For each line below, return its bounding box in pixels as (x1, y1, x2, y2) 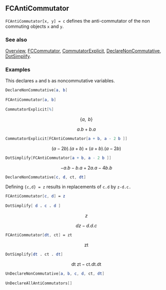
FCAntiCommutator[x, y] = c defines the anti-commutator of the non (5, 17, 150, 24)
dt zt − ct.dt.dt (71, 261, 102, 267)
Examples (5, 66, 31, 74)
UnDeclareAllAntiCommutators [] (5, 280, 72, 286)
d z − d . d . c (76, 223, 97, 229)
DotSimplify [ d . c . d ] (5, 203, 61, 209)
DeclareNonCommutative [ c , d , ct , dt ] (5, 174, 86, 179)
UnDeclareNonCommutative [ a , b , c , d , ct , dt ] (5, 271, 105, 276)
